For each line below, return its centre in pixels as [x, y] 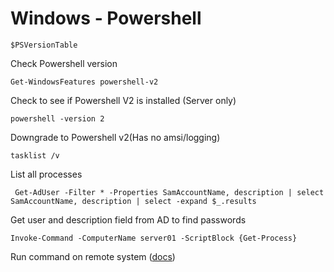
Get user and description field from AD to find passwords [128, 219]
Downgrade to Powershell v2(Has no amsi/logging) [115, 137]
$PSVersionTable [44, 45]
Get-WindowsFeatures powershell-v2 [84, 82]
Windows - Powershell [106, 18]
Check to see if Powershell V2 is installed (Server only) [123, 100]
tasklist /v [35, 155]
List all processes [46, 174]
